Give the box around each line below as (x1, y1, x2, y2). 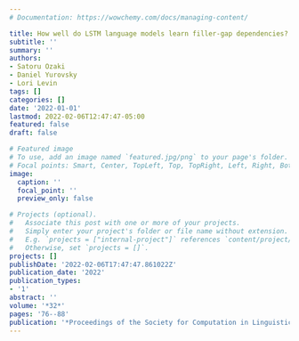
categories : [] (9, 95, 66, 104)
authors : (9, 54, 42, 63)
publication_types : (9, 277, 82, 286)
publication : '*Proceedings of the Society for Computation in (9, 318, 249, 327)
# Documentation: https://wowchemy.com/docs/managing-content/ (9, 12, 249, 22)
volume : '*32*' (9, 301, 66, 310)
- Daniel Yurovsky (9, 70, 77, 80)
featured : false (9, 120, 69, 129)
